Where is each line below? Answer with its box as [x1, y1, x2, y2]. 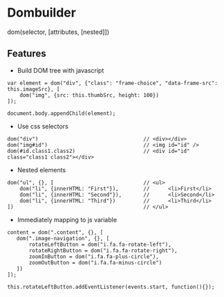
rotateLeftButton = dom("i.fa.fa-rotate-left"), [28, 241, 171, 248]
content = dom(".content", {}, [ [7, 228, 104, 236]
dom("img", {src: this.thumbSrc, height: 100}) [19, 91, 159, 98]
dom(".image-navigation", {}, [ [16, 235, 110, 242]
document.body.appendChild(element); [7, 109, 116, 117]
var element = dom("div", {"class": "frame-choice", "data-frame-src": [7, 80, 218, 87]
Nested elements [17, 165, 66, 174]
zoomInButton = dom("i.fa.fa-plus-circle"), [28, 253, 159, 260]
